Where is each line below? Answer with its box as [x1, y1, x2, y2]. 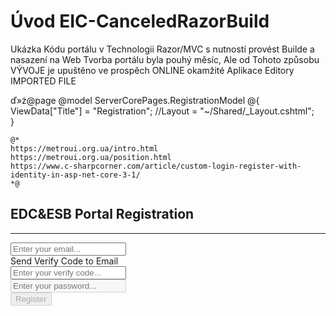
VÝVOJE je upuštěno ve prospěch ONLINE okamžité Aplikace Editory [10, 64, 295, 76]
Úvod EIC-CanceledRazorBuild [10, 10, 270, 33]
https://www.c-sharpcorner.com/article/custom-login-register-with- [10, 161, 302, 171]
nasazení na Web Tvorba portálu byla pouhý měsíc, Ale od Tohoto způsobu [10, 53, 320, 65]
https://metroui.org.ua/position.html [10, 152, 172, 162]
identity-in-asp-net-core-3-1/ [10, 170, 141, 180]
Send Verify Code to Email [10, 255, 119, 267]
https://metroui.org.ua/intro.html [10, 143, 159, 154]
